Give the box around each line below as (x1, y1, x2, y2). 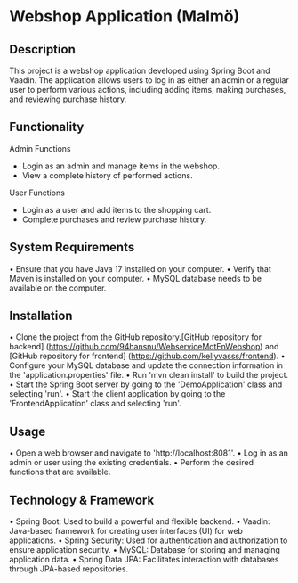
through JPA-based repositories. (9, 563, 129, 574)
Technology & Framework (9, 492, 155, 507)
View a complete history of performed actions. (21, 169, 193, 180)
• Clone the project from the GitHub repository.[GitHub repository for (9, 332, 262, 342)
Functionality (9, 119, 85, 135)
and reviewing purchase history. (9, 94, 127, 104)
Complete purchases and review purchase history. (21, 214, 207, 225)
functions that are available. (9, 466, 111, 478)
